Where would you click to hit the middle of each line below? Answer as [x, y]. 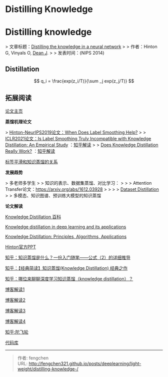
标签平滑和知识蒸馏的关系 [31, 162]
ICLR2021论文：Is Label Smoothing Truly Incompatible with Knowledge [78, 138]
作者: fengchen [33, 358]
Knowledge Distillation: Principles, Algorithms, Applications [66, 236]
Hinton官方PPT [21, 247]
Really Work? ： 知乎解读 [30, 151]
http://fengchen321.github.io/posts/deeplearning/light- [85, 363]
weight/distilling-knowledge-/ [48, 368]
